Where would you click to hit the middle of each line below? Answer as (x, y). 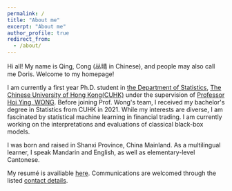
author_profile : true (38, 33)
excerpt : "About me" (37, 26)
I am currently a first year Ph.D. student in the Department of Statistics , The (114, 88)
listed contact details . (38, 180)
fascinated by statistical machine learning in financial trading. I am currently (115, 117)
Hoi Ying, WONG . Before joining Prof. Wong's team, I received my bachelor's (116, 102)
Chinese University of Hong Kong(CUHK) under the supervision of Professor (116, 95)
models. (19, 131)
